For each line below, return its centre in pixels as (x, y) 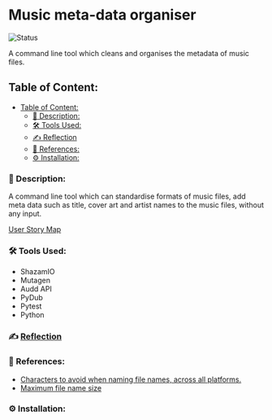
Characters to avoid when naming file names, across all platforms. (131, 379)
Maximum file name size (61, 387)
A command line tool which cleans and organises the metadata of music (129, 53)
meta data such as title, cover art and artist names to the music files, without (136, 205)
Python (32, 315)
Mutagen (35, 280)
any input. (25, 214)
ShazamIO (37, 272)
